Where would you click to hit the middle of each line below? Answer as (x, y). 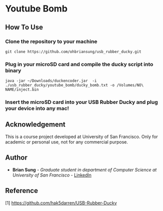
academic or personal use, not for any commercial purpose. (67, 142)
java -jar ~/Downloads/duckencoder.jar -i (51, 81)
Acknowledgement (35, 125)
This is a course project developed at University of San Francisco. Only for (81, 136)
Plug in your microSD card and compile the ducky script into (79, 64)
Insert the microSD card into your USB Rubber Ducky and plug (81, 102)
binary (13, 70)
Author (16, 158)
